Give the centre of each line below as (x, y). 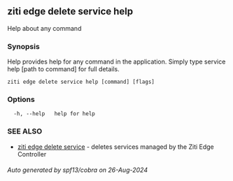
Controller (32, 154)
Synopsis (23, 46)
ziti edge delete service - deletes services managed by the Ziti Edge (116, 147)
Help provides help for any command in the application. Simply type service (116, 61)
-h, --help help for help (55, 114)
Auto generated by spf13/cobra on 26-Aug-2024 (78, 170)
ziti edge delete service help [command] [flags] (81, 82)
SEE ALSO (25, 131)
